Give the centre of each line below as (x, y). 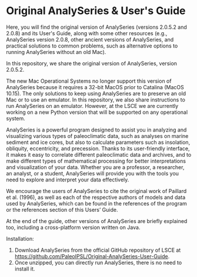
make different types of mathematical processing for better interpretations (96, 161)
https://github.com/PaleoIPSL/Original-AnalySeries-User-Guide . (92, 256)
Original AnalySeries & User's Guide (96, 11)
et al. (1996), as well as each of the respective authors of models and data (96, 197)
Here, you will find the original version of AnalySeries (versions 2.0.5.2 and (96, 27)
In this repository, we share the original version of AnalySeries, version (92, 63)
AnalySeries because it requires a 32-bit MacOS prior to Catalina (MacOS (95, 87)
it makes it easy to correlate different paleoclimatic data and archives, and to (99, 154)
